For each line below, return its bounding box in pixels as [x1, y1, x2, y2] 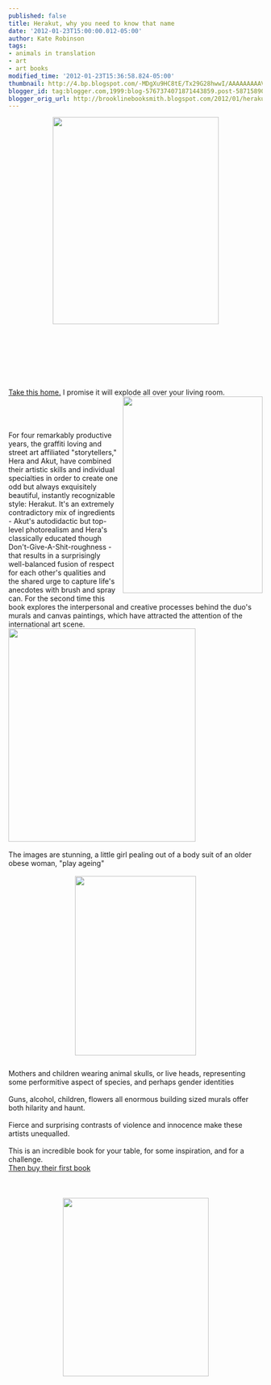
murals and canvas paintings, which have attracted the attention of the [8, 611, 244, 621]
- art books [8, 65, 48, 73]
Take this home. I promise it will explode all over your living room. [8, 387, 225, 397]
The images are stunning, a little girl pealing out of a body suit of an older [8, 850, 252, 859]
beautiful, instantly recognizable [8, 491, 115, 500]
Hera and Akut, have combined [8, 456, 111, 466]
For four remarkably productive [8, 430, 112, 441]
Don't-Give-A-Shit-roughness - [8, 543, 112, 552]
